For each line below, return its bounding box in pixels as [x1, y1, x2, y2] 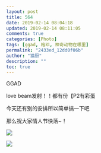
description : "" [6, 58, 46, 64]
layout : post [6, 8, 39, 15]
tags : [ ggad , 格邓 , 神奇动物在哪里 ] [6, 42, 89, 48]
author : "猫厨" [6, 53, 42, 59]
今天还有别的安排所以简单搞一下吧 [6, 105, 90, 112]
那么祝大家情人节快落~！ [6, 117, 67, 125]
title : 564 [6, 14, 33, 20]
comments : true [6, 31, 44, 37]
